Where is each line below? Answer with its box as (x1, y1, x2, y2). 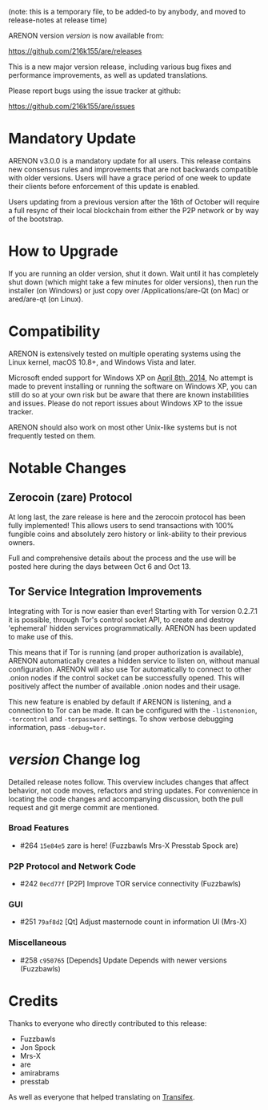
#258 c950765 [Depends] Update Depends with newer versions (19, 955, 227, 965)
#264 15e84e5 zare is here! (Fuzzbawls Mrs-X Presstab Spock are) (19, 841, 238, 850)
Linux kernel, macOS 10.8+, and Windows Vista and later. (8, 357, 197, 367)
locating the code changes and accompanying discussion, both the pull (8, 793, 244, 804)
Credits (8, 991, 58, 1010)
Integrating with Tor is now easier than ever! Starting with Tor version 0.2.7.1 (8, 606, 258, 616)
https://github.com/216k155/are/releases (8, 46, 142, 55)
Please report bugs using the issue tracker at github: (8, 86, 182, 95)
